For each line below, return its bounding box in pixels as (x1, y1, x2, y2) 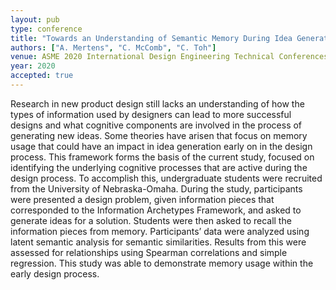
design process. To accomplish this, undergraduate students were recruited (10, 172, 323, 184)
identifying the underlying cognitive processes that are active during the (10, 161, 308, 173)
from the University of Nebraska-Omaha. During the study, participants (10, 182, 303, 195)
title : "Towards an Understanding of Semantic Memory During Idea (10, 33, 293, 43)
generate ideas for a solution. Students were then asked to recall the (10, 214, 292, 226)
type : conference (10, 24, 83, 34)
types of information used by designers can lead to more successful (10, 108, 292, 120)
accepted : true (10, 71, 74, 81)
